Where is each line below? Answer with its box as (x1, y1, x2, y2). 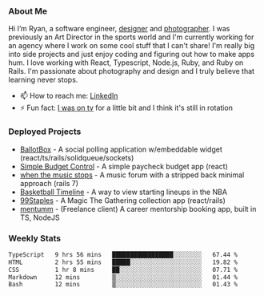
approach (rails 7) (19, 178, 78, 188)
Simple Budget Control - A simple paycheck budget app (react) (19, 161, 228, 171)
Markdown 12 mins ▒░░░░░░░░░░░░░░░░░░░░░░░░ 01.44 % (8, 273, 238, 282)
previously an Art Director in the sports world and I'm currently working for (8, 32, 254, 42)
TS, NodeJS (19, 213, 60, 222)
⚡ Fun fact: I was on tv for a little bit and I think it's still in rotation (19, 103, 234, 113)
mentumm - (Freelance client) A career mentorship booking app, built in (19, 204, 257, 213)
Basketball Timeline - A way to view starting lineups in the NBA (19, 187, 228, 197)
